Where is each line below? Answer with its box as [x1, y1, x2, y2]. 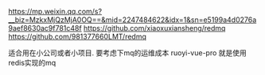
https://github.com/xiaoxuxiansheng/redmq [83, 24, 226, 32]
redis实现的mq [8, 58, 57, 67]
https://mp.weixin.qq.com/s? [8, 7, 102, 16]
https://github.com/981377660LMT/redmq [8, 32, 147, 41]
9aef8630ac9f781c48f [8, 24, 82, 32]
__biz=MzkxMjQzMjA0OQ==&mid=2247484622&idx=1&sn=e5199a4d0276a [8, 15, 257, 24]
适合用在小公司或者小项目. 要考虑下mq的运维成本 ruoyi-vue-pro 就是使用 [8, 48, 247, 58]
